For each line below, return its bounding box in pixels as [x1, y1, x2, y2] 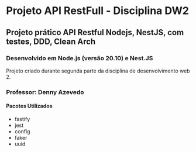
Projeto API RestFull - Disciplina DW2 [6, 4, 189, 18]
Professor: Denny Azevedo [6, 88, 84, 96]
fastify [14, 116, 30, 122]
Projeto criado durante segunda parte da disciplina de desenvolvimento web [6, 67, 190, 74]
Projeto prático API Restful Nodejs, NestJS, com [6, 27, 184, 37]
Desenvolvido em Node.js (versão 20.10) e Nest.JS [6, 54, 153, 62]
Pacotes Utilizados [6, 102, 53, 109]
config [14, 128, 30, 135]
